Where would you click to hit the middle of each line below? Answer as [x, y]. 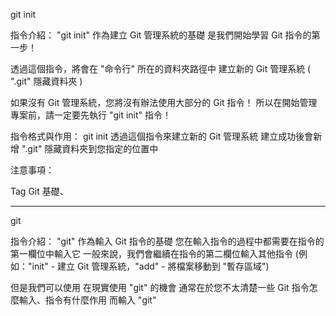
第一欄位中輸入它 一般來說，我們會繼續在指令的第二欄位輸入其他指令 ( [154, 253]
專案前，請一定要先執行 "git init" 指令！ [91, 115]
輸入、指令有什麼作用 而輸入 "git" [87, 300]
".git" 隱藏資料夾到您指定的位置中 [90, 148]
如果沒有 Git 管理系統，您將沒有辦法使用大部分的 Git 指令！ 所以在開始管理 [164, 102]
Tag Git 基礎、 [39, 191]
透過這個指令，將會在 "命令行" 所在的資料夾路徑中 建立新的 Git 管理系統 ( [161, 68]
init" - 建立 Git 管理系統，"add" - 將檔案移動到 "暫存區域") [150, 266]
